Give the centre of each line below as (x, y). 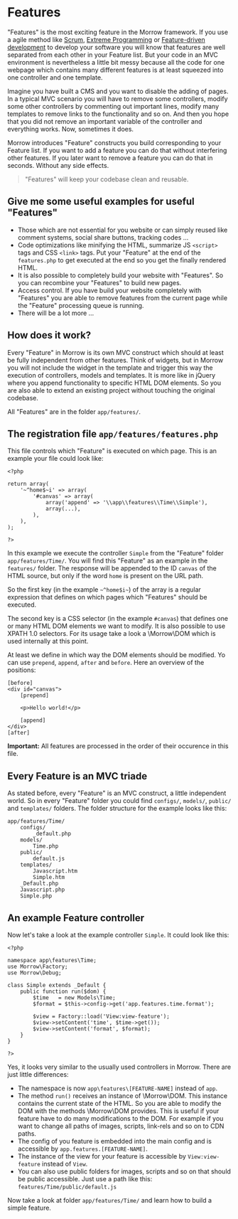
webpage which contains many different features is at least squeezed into (115, 70)
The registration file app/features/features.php (113, 433)
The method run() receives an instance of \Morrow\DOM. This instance (123, 1096)
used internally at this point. (48, 642)
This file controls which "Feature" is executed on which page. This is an (112, 451)
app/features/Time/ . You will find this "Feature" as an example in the (108, 561)
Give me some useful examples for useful (101, 202)
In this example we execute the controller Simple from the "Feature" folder (115, 553)
